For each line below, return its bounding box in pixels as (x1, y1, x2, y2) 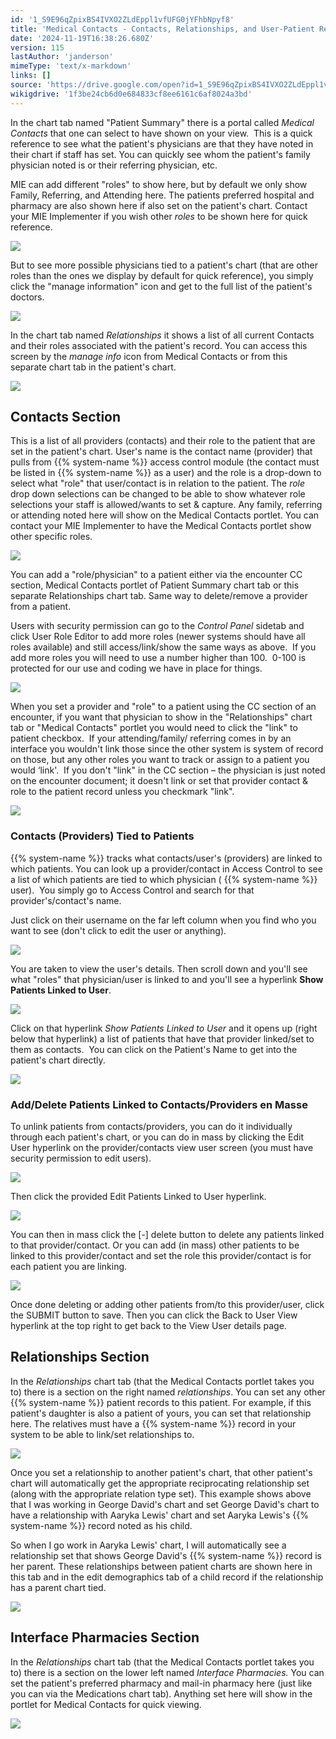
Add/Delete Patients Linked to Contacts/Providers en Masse (10, 1097, 308, 1111)
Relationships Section (10, 1349, 150, 1366)
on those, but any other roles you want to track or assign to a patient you (10, 754, 310, 766)
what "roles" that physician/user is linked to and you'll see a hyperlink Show (10, 973, 324, 985)
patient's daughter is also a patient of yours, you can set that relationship (10, 1407, 312, 1419)
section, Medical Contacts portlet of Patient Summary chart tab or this (10, 579, 300, 591)
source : (10, 80, 43, 90)
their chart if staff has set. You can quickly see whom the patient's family (10, 148, 311, 160)
